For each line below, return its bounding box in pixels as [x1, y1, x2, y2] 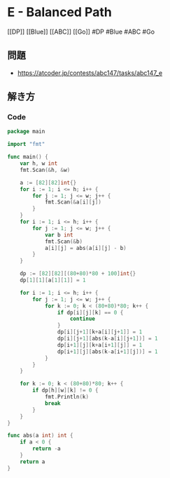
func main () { [7, 154, 49, 161]
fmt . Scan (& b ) [44, 238, 83, 245]
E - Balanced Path [7, 4, 112, 20]
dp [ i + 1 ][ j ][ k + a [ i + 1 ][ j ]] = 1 [57, 341, 143, 348]
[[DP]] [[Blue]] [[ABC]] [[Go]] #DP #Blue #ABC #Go [7, 27, 155, 36]
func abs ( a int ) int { [7, 432, 73, 439]
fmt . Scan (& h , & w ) [20, 166, 71, 173]
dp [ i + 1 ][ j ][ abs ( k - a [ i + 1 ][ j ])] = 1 [57, 348, 158, 355]
